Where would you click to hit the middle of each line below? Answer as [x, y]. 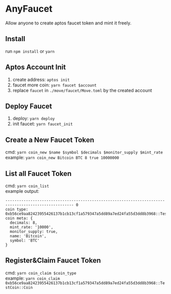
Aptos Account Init [36, 67]
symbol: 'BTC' [25, 241]
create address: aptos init [41, 79]
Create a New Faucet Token [50, 140]
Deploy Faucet [29, 106]
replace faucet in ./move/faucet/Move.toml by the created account [82, 90]
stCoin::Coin [19, 287]
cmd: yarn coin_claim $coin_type [41, 273]
